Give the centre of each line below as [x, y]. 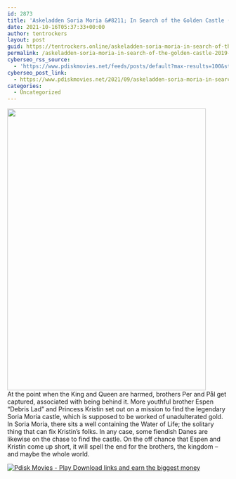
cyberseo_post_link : [38, 73]
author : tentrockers [38, 33]
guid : [15, 46]
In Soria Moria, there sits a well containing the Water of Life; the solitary [111, 424]
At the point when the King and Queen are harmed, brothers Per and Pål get [117, 394]
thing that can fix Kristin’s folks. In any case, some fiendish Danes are [108, 432]
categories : [25, 86]
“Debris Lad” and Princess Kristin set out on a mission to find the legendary [117, 409]
